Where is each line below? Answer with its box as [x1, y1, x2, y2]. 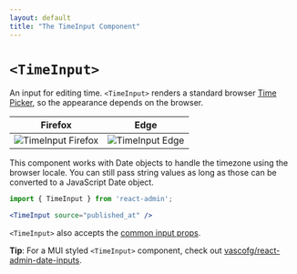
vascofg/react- [223, 245, 281, 256]
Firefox [40, 119, 73, 132]
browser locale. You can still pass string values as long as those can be [9, 167, 277, 178]
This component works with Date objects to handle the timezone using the [9, 157, 289, 168]
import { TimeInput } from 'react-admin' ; [9, 195, 173, 204]
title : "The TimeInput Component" [9, 22, 141, 31]
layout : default [9, 13, 71, 23]
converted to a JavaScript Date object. [9, 177, 155, 188]
